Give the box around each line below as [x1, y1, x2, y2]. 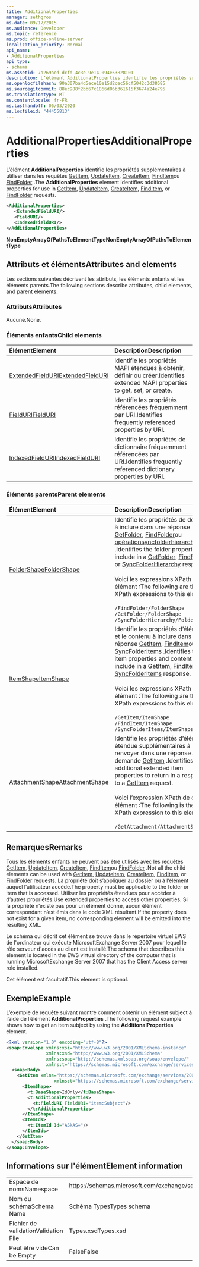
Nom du [9, 1195, 31, 1203]
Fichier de [9, 1219, 37, 1228]
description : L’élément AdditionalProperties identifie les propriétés [6, 75, 187, 81]
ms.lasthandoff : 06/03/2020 [6, 102, 76, 109]
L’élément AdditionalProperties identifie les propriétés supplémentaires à [6, 166, 186, 173]
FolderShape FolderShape [9, 566, 80, 574]
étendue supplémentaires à [114, 742, 191, 750]
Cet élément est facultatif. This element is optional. [6, 976, 129, 983]
